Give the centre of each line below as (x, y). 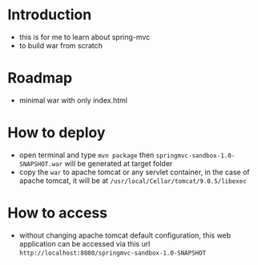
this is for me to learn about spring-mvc (85, 37)
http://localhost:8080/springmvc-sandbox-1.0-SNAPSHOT (113, 253)
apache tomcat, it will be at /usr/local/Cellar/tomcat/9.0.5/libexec (133, 180)
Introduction (50, 15)
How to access (58, 213)
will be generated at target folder (119, 163)
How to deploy (56, 133)
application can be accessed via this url (85, 243)
